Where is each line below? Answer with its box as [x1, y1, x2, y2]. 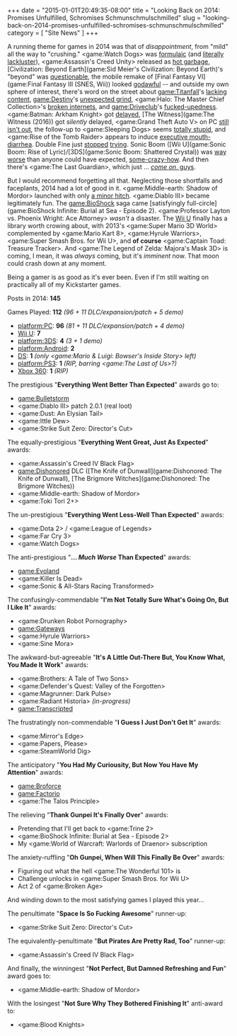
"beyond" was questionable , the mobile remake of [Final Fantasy [7, 72, 196, 81]
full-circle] [187, 199, 217, 207]
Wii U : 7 [17, 329, 41, 337]
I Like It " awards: [7, 603, 57, 611]
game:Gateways [17, 625, 65, 632]
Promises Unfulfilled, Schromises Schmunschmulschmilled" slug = [7, 13, 202, 22]
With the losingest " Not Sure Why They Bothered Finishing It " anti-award [7, 999, 223, 1008]
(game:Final [7, 80, 42, 88]
